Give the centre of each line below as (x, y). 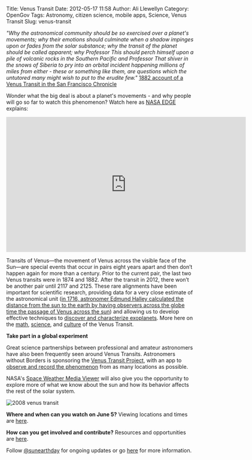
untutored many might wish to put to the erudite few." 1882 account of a (95, 78)
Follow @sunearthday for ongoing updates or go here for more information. (99, 450)
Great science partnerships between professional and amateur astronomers (100, 347)
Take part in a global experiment (47, 336)
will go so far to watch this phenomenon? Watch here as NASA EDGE (91, 102)
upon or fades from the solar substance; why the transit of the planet (92, 46)
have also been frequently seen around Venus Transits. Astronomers (91, 354)
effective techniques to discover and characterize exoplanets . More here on (100, 318)
